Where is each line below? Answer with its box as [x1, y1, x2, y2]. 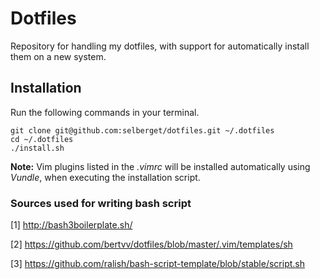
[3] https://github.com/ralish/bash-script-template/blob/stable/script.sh [10, 258, 305, 270]
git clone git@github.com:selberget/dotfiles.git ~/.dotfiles [10, 125, 275, 136]
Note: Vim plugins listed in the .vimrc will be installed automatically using [10, 160, 311, 172]
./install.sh [10, 143, 65, 153]
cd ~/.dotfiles [10, 134, 74, 144]
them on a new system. [10, 50, 107, 62]
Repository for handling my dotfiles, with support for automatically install [10, 40, 310, 52]
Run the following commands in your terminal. [10, 106, 200, 118]
